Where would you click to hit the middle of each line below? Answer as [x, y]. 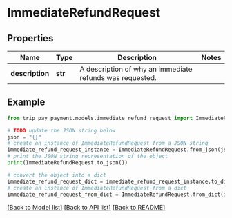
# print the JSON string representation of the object [88, 157]
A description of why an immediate [136, 69]
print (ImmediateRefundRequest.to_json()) [68, 163]
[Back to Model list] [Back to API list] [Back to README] [86, 208]
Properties [30, 38]
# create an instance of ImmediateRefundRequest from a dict [97, 188]
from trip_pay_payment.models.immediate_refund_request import [100, 118]
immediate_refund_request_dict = [55, 181]
